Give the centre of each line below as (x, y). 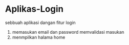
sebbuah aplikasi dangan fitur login (40, 22)
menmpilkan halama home (39, 37)
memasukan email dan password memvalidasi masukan (68, 32)
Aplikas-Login (34, 9)
